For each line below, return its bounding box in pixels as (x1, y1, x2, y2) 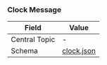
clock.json (62, 46, 96, 56)
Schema (11, 46, 39, 56)
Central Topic (11, 35, 56, 45)
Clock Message (7, 5, 62, 15)
